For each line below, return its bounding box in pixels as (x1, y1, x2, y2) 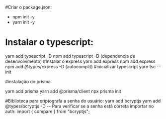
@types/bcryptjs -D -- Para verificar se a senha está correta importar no (5, 103, 154, 109)
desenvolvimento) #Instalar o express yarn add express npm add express (5, 58, 156, 64)
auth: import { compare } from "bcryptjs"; (5, 108, 90, 114)
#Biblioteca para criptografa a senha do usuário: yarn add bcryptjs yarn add (5, 98, 161, 104)
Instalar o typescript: (5, 37, 93, 48)
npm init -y (12, 14, 35, 19)
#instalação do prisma (5, 78, 51, 84)
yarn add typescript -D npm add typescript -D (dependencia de (5, 53, 136, 59)
